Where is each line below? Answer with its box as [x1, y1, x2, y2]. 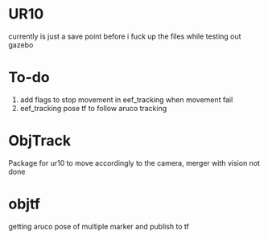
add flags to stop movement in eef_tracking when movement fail [19, 94, 233, 105]
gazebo [8, 39, 34, 49]
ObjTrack [8, 132, 71, 150]
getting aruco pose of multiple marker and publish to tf [8, 221, 189, 231]
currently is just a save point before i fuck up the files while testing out [8, 31, 241, 41]
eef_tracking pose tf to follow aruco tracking [19, 103, 167, 113]
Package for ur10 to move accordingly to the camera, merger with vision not [8, 158, 260, 167]
